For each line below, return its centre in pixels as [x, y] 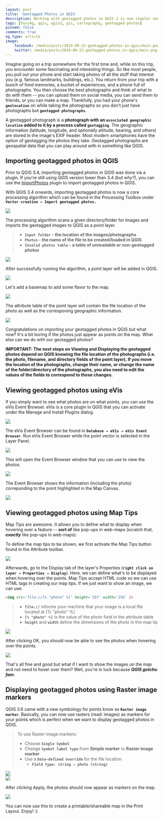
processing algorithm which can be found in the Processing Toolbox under [80, 198]
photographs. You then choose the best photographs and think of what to [79, 90]
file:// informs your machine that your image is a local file [84, 606]
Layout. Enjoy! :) [22, 811]
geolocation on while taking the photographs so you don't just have [73, 105]
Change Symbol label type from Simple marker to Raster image [89, 749]
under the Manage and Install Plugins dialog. [50, 412]
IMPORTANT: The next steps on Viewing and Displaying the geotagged [78, 349]
